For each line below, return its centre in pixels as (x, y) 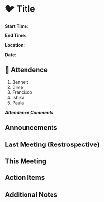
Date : (11, 55)
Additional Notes (31, 194)
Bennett (20, 82)
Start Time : (17, 26)
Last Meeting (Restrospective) (52, 144)
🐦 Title (20, 9)
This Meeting (26, 161)
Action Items (25, 178)
